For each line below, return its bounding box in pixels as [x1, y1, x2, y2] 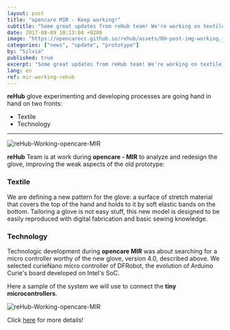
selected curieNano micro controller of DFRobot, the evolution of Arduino [7, 261, 214, 270]
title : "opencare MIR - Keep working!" [7, 16, 121, 23]
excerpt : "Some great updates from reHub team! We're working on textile [7, 61, 222, 68]
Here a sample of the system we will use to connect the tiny [7, 281, 177, 290]
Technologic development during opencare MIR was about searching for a [7, 247, 218, 255]
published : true [7, 55, 53, 61]
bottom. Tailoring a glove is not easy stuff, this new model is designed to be [7, 207, 220, 215]
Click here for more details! [7, 316, 84, 324]
